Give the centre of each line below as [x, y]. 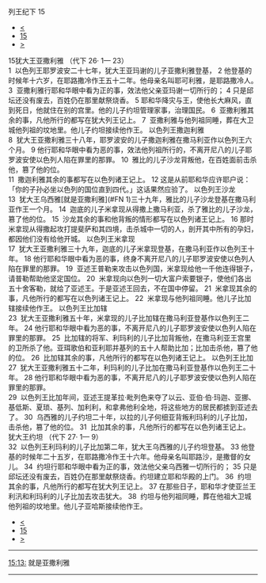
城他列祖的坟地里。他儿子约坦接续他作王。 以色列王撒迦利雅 [106, 130]
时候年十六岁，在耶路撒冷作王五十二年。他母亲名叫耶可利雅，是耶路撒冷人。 [133, 80]
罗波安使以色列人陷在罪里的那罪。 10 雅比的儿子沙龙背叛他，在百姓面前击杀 [133, 160]
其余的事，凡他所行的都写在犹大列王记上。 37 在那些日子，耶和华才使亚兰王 [132, 486]
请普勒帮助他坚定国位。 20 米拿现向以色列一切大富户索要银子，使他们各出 [130, 278]
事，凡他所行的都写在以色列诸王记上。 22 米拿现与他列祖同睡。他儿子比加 [130, 298]
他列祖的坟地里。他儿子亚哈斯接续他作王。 [78, 506]
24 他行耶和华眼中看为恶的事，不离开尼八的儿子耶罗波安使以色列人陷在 [140, 328]
